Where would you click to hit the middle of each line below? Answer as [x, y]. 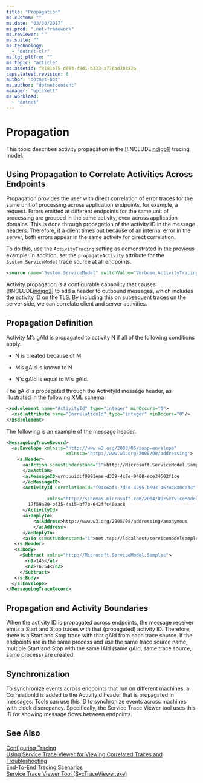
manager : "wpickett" [32, 91]
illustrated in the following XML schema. [56, 397]
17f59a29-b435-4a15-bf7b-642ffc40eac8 [77, 505]
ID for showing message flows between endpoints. [69, 714]
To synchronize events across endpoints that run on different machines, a [98, 688]
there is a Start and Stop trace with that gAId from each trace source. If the [99, 636]
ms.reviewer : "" [27, 35]
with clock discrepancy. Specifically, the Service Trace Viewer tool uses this [101, 708]
